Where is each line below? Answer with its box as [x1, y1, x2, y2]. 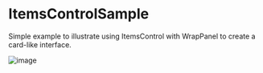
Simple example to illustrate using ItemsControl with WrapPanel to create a [8, 31, 256, 41]
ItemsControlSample [8, 5, 150, 23]
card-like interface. [8, 39, 72, 49]
